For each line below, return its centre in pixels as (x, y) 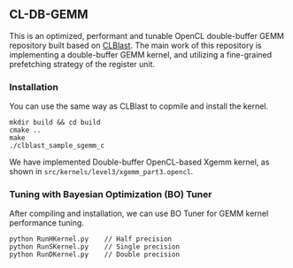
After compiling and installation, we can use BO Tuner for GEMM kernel (139, 214)
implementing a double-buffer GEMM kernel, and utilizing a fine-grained (141, 54)
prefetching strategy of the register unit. (82, 64)
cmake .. (25, 130)
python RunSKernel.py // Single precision (94, 247)
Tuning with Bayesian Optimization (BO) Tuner (111, 195)
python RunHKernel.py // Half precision (91, 239)
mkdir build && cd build (55, 123)
